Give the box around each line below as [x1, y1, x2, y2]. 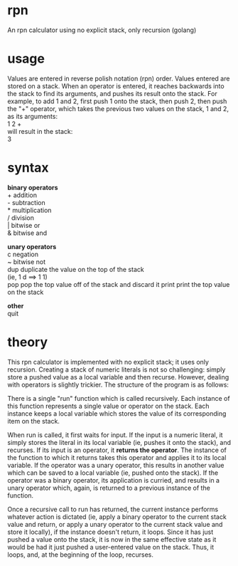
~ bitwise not [7, 257, 46, 266]
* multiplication [7, 206, 52, 214]
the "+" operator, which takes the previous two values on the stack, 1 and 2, [7, 104, 229, 112]
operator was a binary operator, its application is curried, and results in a [7, 476, 220, 484]
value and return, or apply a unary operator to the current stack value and [7, 520, 223, 528]
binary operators [7, 183, 58, 192]
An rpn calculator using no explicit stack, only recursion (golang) [7, 26, 197, 34]
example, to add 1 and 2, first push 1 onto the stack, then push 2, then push [7, 97, 227, 105]
